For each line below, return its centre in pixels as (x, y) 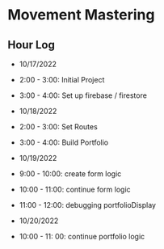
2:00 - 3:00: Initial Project (62, 80)
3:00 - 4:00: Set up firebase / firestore (83, 95)
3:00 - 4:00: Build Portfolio (64, 142)
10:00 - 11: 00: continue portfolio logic (82, 236)
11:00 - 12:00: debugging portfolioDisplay (88, 205)
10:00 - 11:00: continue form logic (75, 189)
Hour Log (32, 45)
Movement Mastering (81, 15)
